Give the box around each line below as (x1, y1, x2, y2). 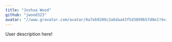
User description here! (5, 31, 53, 37)
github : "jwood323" (5, 12, 47, 17)
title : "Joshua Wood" (5, 7, 52, 13)
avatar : (5, 17, 22, 22)
